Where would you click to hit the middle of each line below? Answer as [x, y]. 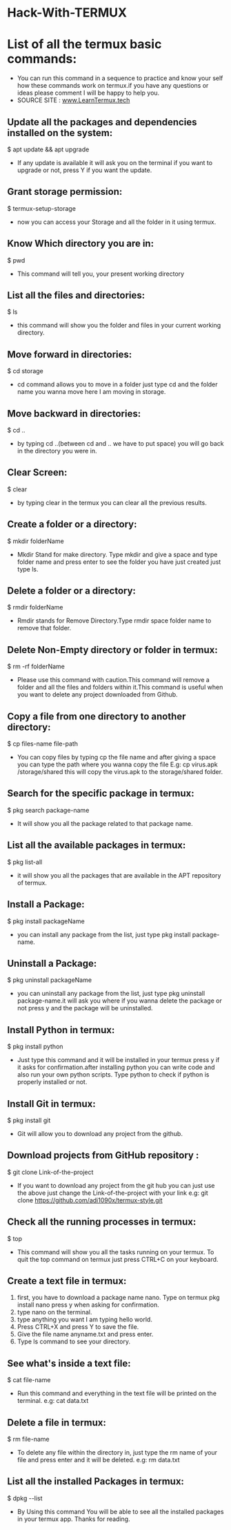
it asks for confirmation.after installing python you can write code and [116, 1067]
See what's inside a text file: [69, 1363]
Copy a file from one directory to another [97, 716]
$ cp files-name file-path [42, 744]
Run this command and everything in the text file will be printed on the [117, 1393]
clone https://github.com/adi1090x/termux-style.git [90, 1200]
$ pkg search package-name [48, 810]
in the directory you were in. [57, 451]
